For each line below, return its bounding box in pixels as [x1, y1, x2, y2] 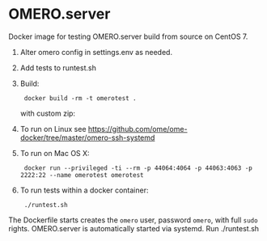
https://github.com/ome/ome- [87, 124, 188, 133]
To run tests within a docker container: [19, 185, 149, 195]
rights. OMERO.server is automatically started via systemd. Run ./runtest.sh [8, 223, 260, 233]
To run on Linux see [19, 124, 87, 133]
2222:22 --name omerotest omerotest [19, 171, 144, 179]
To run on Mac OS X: [19, 148, 91, 158]
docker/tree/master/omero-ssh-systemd [19, 133, 155, 142]
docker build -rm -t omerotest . [23, 94, 137, 102]
